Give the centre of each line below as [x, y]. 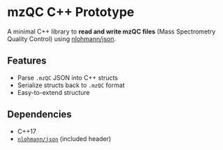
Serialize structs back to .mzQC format [71, 85]
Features [27, 61]
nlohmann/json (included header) [64, 138]
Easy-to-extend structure [54, 92]
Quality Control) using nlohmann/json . [62, 38]
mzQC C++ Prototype [71, 12]
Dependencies [39, 115]
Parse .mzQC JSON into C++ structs [68, 77]
